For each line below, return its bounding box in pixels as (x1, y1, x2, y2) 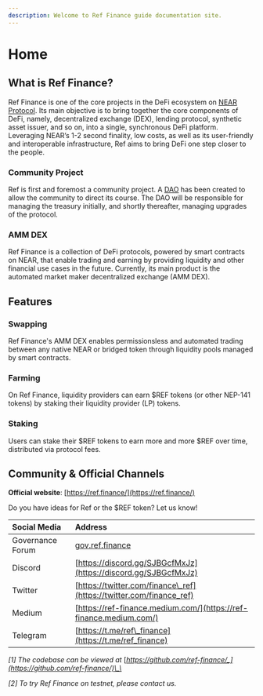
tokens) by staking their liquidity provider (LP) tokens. (8, 399, 182, 408)
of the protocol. (8, 210, 59, 219)
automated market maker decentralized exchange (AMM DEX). (8, 272, 211, 282)
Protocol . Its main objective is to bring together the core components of (8, 105, 239, 115)
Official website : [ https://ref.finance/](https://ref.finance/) (8, 488, 196, 497)
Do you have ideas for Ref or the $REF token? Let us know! (8, 503, 198, 512)
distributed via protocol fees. (8, 444, 101, 454)
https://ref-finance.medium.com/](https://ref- (77, 603, 248, 614)
